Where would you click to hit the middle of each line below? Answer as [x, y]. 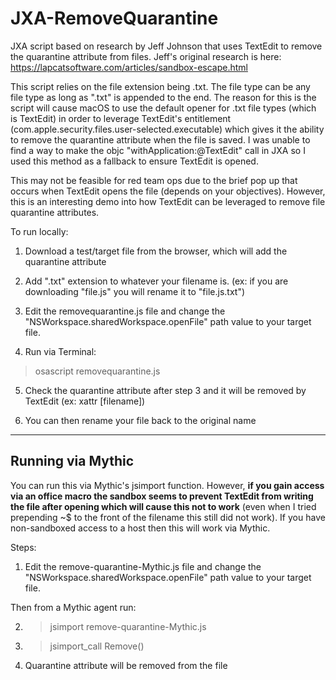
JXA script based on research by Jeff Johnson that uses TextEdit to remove [166, 46]
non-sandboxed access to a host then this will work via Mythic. [140, 528]
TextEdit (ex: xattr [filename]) [85, 401]
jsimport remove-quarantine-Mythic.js [128, 626]
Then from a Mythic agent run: [73, 607]
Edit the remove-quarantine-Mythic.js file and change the [143, 566]
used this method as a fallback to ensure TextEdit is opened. [134, 161]
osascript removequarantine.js [97, 371]
